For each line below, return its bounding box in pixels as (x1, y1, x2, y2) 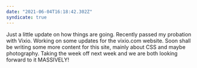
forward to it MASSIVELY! (6, 56, 70, 63)
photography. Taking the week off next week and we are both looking (6, 50, 178, 57)
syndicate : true (6, 14, 47, 20)
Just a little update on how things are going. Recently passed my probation (6, 30, 192, 38)
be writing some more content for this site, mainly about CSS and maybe (6, 43, 186, 51)
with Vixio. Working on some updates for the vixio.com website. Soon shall (6, 37, 191, 44)
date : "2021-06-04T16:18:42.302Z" (6, 8, 93, 15)
